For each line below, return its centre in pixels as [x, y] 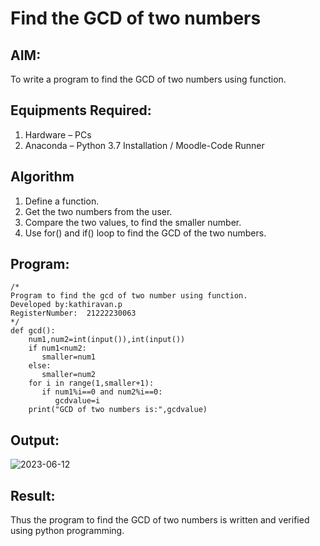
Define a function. [62, 201]
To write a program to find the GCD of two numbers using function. [148, 79]
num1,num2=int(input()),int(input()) [107, 340]
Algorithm [42, 177]
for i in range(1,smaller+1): [91, 383]
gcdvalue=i [77, 401]
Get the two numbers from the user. [98, 211]
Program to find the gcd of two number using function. [129, 296]
